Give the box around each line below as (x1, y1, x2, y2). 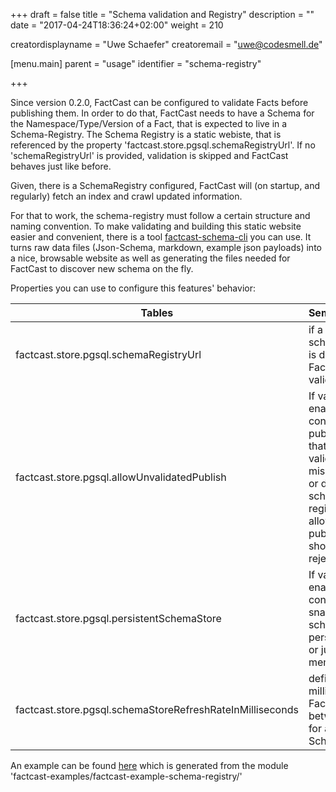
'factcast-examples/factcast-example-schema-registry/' (10, 770, 243, 782)
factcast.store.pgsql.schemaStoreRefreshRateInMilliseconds (15, 703, 299, 716)
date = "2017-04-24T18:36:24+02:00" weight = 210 (10, 19, 224, 31)
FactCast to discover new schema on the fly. (10, 263, 194, 274)
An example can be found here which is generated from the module (10, 760, 289, 771)
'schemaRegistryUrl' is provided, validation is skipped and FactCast (10, 150, 289, 161)
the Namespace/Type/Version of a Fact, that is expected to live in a (10, 118, 288, 129)
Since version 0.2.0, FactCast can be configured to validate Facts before (10, 97, 309, 108)
